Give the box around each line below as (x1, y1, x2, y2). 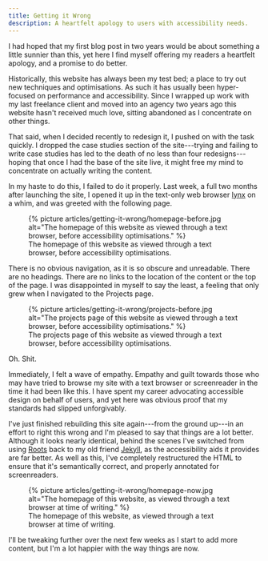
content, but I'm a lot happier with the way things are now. (8, 543, 200, 553)
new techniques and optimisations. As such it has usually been (8, 82, 215, 92)
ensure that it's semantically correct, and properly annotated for (8, 461, 220, 471)
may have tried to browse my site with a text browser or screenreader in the (8, 378, 258, 387)
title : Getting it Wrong (8, 11, 91, 20)
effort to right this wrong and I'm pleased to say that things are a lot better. (8, 427, 254, 437)
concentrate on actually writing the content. (8, 166, 153, 175)
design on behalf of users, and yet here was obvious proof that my (8, 395, 228, 404)
